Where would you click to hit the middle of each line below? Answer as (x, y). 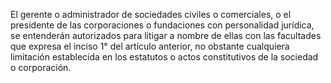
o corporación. (41, 67)
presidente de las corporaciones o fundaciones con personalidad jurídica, (162, 25)
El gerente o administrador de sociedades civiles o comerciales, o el (151, 14)
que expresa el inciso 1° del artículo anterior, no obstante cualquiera (150, 46)
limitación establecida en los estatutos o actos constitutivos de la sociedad (164, 57)
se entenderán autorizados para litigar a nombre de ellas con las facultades (166, 35)
